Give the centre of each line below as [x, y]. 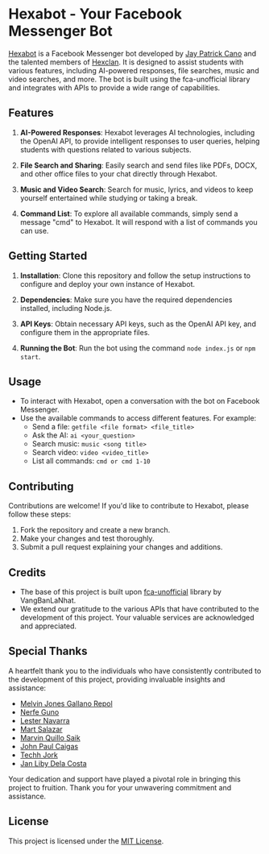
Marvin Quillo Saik [50, 737]
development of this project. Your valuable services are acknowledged [137, 618]
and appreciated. [48, 626]
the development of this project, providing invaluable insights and [117, 679]
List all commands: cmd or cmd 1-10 [91, 461]
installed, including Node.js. [66, 308]
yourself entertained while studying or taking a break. [109, 197]
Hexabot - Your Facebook [95, 14]
